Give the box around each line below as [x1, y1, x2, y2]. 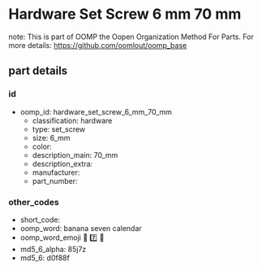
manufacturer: [32, 168, 80, 177]
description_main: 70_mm [32, 150, 118, 159]
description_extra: [32, 159, 93, 168]
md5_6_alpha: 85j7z [19, 244, 87, 254]
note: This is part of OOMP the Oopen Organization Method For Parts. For [8, 32, 254, 41]
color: [32, 142, 53, 151]
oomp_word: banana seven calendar [19, 223, 142, 233]
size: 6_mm [32, 133, 71, 142]
